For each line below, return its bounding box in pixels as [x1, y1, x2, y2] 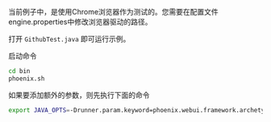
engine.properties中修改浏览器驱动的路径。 [8, 17, 152, 26]
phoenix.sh [8, 75, 45, 83]
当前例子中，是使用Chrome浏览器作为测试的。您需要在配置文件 [8, 7, 219, 16]
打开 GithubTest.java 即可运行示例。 [8, 35, 131, 43]
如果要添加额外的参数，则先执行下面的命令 [8, 90, 150, 100]
